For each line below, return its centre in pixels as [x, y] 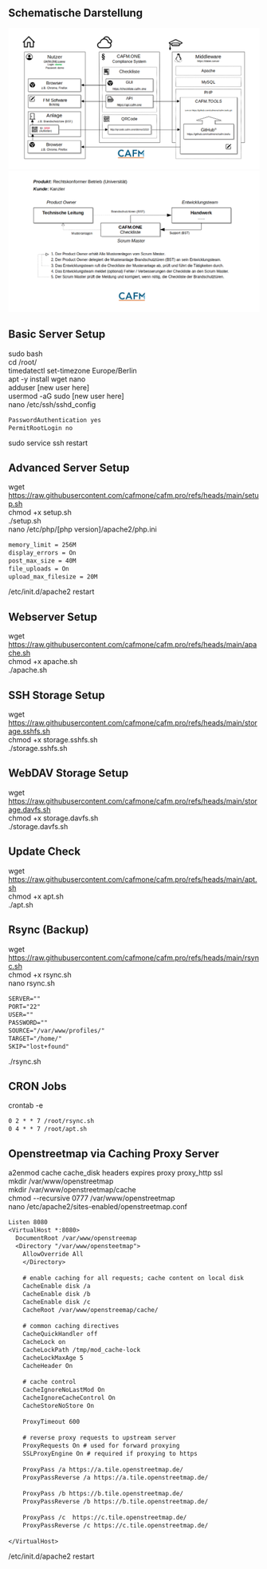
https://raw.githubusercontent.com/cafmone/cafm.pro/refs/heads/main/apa [133, 645]
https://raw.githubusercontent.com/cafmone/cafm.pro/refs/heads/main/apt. [133, 879]
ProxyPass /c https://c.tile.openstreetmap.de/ [105, 1518]
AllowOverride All [53, 1255]
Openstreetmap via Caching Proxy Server [114, 1154]
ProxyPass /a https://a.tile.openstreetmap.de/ [103, 1470]
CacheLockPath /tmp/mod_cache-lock [82, 1350]
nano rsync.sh [32, 983]
